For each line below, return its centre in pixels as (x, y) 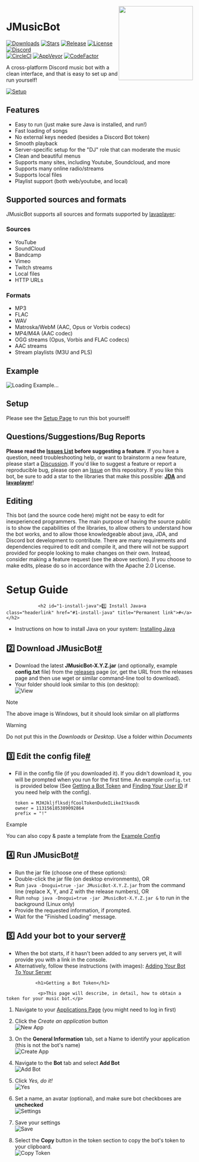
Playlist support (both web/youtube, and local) (71, 181)
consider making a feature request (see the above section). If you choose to (99, 559)
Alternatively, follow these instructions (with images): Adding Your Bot (100, 966)
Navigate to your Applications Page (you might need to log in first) (95, 1009)
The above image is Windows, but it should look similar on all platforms (93, 714)
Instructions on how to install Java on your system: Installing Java (95, 629)
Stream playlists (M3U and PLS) (54, 353)
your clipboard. (33, 1147)
